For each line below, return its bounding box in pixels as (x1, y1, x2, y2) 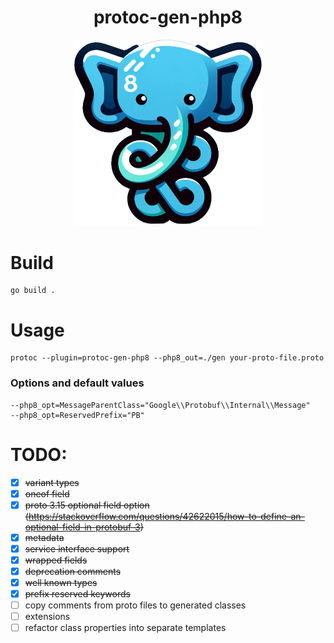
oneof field (24, 487, 70, 500)
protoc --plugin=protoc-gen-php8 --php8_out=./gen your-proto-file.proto (10, 353, 325, 363)
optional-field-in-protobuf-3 (24, 521, 141, 533)
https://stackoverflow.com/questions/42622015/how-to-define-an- (28, 510, 305, 522)
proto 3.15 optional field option (24, 499, 150, 511)
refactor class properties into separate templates (24, 622, 227, 634)
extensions (24, 611, 71, 623)
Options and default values (10, 376, 145, 390)
